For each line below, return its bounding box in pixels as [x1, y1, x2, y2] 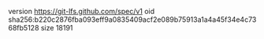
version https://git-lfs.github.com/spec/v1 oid [8, 7, 155, 16]
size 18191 [40, 23, 73, 32]
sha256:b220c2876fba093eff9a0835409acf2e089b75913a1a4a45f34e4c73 [8, 15, 257, 24]
